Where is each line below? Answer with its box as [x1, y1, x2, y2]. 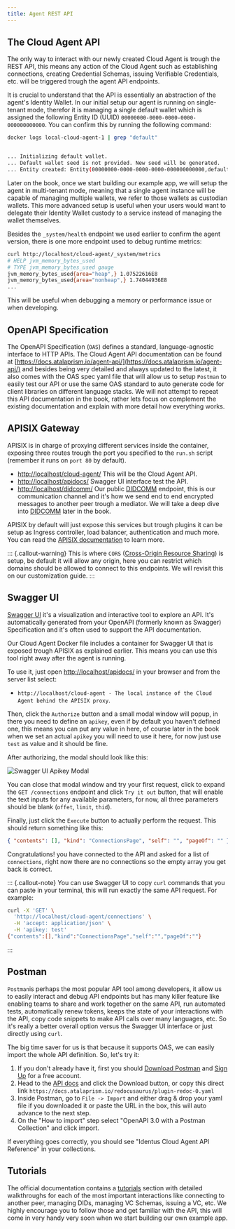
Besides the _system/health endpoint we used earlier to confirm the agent [7, 230, 221, 238]
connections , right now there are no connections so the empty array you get [7, 857, 226, 865]
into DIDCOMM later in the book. [17, 507, 112, 515]
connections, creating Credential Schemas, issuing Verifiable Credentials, [7, 69, 219, 78]
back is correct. [7, 865, 52, 873]
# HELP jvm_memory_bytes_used [7, 257, 96, 264]
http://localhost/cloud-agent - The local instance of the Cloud [17, 689, 212, 697]
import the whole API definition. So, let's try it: [7, 1050, 140, 1058]
